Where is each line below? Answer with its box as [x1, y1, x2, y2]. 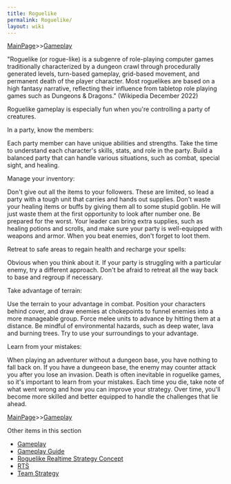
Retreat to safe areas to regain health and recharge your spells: [7, 245, 186, 254]
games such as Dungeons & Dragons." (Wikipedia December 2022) [7, 92, 199, 100]
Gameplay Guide [17, 447, 65, 456]
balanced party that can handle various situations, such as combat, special [7, 154, 220, 162]
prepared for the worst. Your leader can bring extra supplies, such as [7, 217, 203, 225]
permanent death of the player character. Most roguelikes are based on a [7, 77, 215, 85]
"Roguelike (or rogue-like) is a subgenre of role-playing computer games [7, 55, 214, 63]
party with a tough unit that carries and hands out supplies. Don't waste [7, 195, 211, 203]
